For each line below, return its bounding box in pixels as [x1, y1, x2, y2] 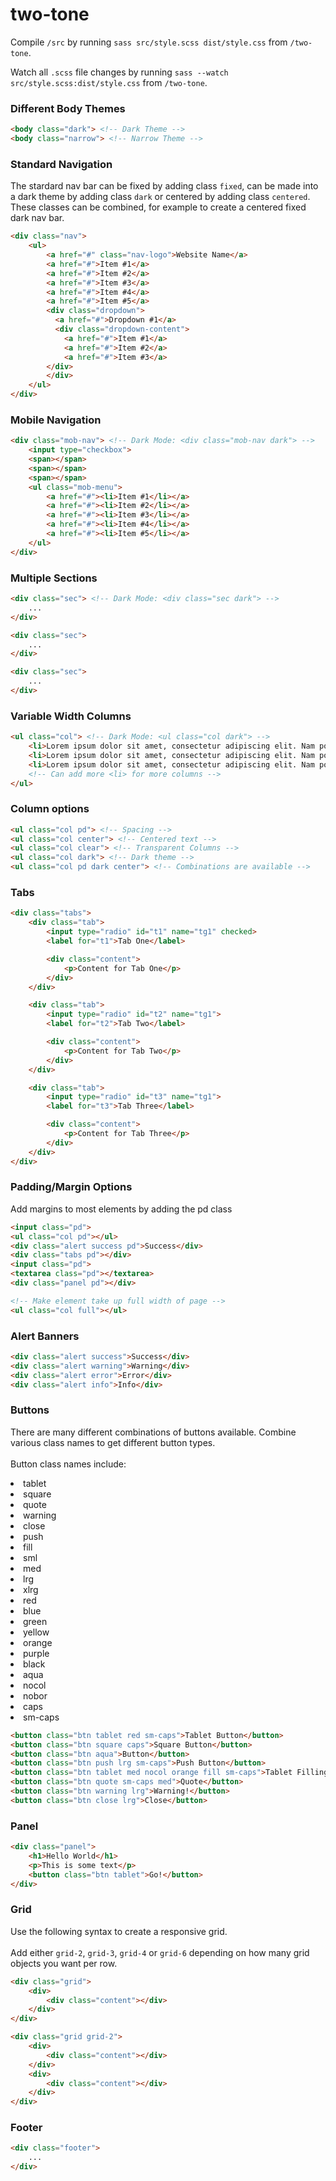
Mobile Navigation [10, 413, 102, 427]
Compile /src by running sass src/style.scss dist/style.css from [10, 36, 288, 48]
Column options [10, 802, 90, 816]
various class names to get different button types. [10, 1436, 216, 1448]
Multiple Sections [10, 571, 98, 585]
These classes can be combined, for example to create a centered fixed [10, 201, 307, 213]
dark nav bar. [10, 212, 65, 224]
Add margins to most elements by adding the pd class [10, 1203, 233, 1215]
